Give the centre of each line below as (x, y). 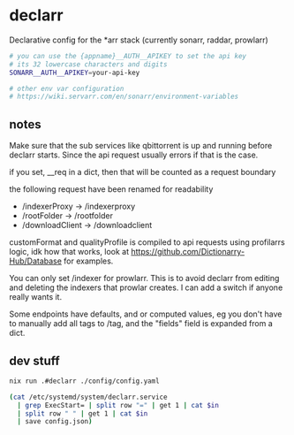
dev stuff (34, 360)
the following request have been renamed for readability (111, 189)
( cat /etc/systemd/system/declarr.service (88, 397)
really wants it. (36, 297)
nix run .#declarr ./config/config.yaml (85, 381)
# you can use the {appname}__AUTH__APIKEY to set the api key (128, 56)
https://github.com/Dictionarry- (188, 252)
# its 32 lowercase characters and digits (88, 64)
